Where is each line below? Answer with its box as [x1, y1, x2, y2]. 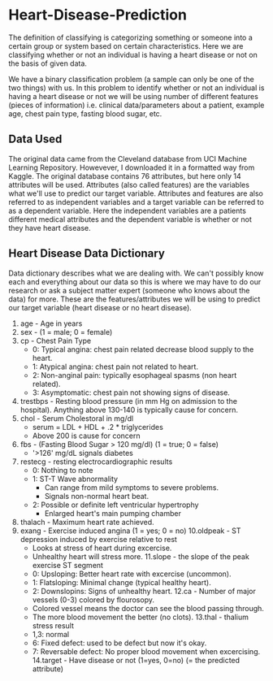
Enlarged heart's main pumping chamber [44, 508, 181, 518]
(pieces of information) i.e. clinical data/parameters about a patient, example [8, 100, 265, 110]
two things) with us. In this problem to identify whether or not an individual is [8, 83, 265, 93]
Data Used [8, 132, 63, 146]
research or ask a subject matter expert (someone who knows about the [8, 285, 250, 295]
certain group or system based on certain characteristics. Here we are [8, 41, 244, 50]
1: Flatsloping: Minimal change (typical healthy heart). [32, 577, 211, 587]
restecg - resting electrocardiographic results [19, 457, 173, 466]
